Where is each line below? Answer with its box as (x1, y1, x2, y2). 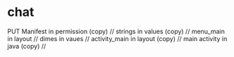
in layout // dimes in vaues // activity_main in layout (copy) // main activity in (7, 34, 228, 42)
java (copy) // (7, 42, 47, 50)
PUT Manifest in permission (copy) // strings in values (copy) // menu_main (7, 27, 226, 35)
